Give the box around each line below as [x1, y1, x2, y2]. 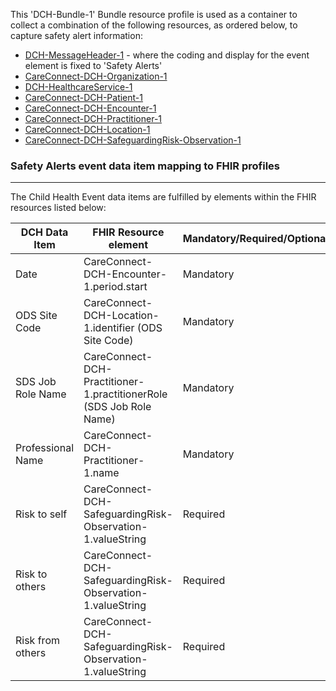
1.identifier [83, 321, 135, 335]
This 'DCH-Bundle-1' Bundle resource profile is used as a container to [10, 9, 298, 20]
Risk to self [15, 507, 68, 521]
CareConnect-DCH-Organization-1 [24, 70, 168, 82]
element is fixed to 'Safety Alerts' [24, 60, 163, 71]
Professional [15, 441, 75, 455]
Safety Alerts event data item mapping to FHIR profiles [10, 159, 280, 173]
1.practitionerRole [83, 387, 168, 401]
